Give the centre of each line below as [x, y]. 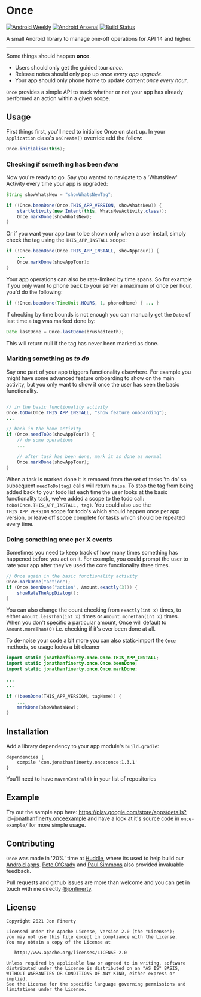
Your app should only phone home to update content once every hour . [101, 80]
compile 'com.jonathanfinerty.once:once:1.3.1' [77, 762]
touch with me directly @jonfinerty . [49, 888]
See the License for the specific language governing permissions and [96, 984]
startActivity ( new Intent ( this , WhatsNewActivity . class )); [92, 211]
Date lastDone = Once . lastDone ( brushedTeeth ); [65, 332]
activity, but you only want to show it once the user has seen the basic [93, 384]
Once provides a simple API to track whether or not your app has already [95, 92]
